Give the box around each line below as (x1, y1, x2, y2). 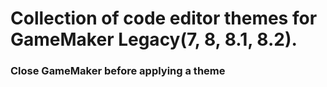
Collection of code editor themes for (10, 7, 318, 30)
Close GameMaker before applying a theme (10, 64, 226, 78)
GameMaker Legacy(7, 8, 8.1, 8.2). (10, 28, 298, 51)
